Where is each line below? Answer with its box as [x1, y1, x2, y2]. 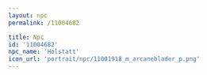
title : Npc [8, 33, 44, 41]
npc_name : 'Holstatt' [8, 48, 80, 56]
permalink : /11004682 [8, 19, 80, 27]
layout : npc [8, 11, 48, 20]
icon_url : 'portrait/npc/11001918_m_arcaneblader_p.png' [8, 55, 201, 63]
